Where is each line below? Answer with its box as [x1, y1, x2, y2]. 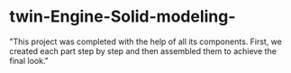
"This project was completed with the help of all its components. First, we [9, 36, 282, 47]
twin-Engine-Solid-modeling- [9, 6, 236, 27]
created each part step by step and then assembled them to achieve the [9, 45, 277, 56]
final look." [9, 55, 50, 66]
